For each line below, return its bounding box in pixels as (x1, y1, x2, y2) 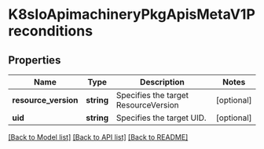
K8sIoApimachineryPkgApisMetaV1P (8, 5, 255, 24)
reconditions (8, 22, 93, 40)
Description (140, 77, 185, 87)
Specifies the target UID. (116, 112, 207, 123)
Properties (8, 53, 61, 67)
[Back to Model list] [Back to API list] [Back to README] (8, 133, 189, 142)
